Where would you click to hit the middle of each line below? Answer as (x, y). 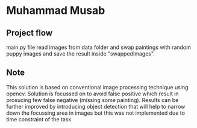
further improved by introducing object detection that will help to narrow (96, 106)
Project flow (30, 33)
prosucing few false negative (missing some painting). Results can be (92, 100)
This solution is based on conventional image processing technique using (97, 87)
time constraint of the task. (40, 119)
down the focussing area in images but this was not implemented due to (96, 113)
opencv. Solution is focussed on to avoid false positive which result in (92, 94)
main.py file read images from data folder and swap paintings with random (99, 47)
